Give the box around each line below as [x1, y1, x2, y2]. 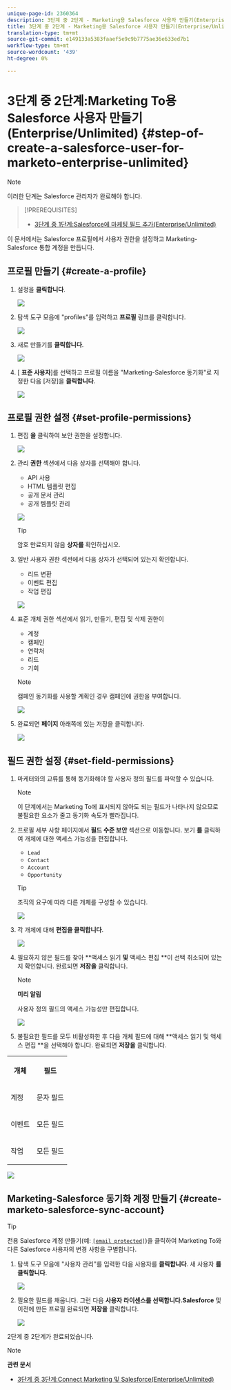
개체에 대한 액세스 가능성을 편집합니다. [24, 835, 128, 843]
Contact [27, 857, 50, 864]
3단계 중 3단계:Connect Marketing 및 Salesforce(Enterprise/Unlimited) [17, 1375, 214, 1383]
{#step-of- [141, 125, 205, 141]
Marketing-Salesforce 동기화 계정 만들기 [7, 1192, 177, 1204]
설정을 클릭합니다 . [17, 285, 66, 294]
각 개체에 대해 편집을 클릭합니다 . [17, 926, 104, 934]
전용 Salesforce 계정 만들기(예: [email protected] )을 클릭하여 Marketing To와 [7, 1236, 222, 1244]
